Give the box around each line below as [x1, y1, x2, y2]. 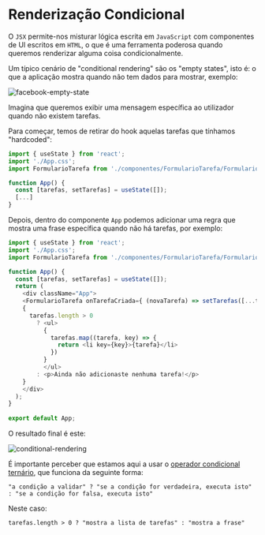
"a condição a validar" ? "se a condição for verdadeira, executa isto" [8, 483, 252, 491]
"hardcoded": [8, 134, 53, 144]
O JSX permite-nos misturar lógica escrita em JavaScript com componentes [8, 32, 255, 41]
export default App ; [8, 414, 77, 423]
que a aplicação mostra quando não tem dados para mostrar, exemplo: [8, 72, 238, 81]
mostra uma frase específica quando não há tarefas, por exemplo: [8, 223, 223, 234]
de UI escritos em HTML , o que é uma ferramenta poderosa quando [8, 39, 223, 49]
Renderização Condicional [8, 6, 185, 24]
